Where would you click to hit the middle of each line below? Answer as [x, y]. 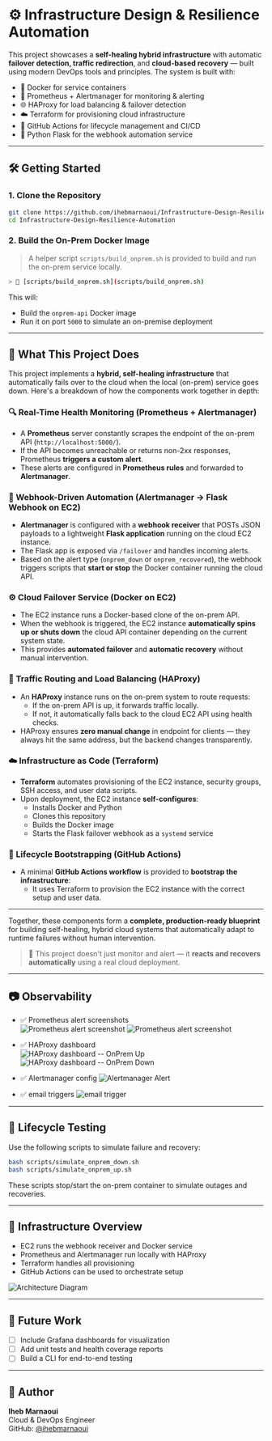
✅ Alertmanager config [58, 1078]
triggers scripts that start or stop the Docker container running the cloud [141, 567]
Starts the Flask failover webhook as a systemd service [123, 833]
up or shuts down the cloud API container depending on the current [134, 632]
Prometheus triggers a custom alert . [82, 459]
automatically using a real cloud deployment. [104, 962]
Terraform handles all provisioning [77, 1263]
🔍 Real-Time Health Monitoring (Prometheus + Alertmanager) [133, 413]
